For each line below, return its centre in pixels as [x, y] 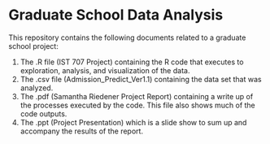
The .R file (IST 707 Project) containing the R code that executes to [132, 62]
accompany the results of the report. [82, 131]
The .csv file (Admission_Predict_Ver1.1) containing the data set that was [141, 79]
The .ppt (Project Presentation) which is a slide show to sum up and [133, 122]
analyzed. [37, 88]
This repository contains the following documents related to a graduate [127, 37]
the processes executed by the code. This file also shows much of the [138, 105]
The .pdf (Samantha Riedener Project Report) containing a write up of [137, 96]
